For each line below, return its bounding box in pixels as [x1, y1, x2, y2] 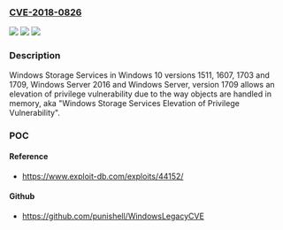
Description [9, 50, 61, 62]
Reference [9, 151, 49, 162]
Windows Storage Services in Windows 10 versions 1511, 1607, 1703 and [9, 69, 270, 80]
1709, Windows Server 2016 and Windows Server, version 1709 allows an [9, 79, 276, 89]
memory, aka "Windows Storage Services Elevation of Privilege [9, 97, 241, 108]
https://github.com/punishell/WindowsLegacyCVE [21, 211, 205, 221]
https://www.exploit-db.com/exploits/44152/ [21, 171, 184, 181]
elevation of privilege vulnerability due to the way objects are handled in [9, 88, 272, 99]
